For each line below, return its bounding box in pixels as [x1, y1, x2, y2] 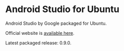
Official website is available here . [5, 30, 75, 36]
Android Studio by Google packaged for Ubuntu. [5, 20, 107, 26]
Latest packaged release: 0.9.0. [5, 39, 71, 46]
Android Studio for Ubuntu [5, 4, 120, 15]
